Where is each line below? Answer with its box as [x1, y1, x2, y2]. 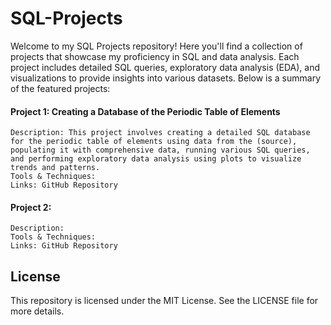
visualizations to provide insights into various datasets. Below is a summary [10, 72, 322, 84]
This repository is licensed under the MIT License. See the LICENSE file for [10, 295, 319, 307]
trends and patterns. [10, 163, 101, 173]
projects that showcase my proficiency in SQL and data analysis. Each [10, 50, 300, 62]
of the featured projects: [10, 82, 111, 94]
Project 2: [10, 201, 52, 213]
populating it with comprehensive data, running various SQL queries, [10, 145, 311, 156]
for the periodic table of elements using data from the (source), [10, 137, 298, 147]
